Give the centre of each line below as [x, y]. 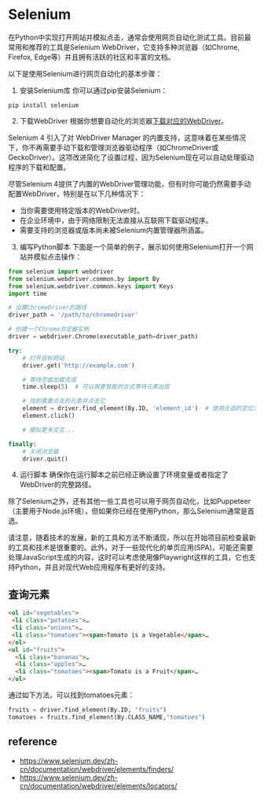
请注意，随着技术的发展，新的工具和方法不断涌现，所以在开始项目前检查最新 [132, 538]
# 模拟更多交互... [49, 430]
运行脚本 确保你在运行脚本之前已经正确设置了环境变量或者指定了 [124, 475]
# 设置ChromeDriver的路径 [48, 308]
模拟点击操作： [58, 257]
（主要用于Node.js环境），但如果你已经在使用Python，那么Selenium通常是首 [131, 511]
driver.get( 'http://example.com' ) [79, 365]
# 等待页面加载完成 [49, 379]
